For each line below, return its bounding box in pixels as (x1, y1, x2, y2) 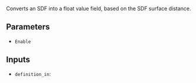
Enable (14, 38, 31, 45)
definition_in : (14, 70, 51, 77)
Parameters (6, 22, 50, 32)
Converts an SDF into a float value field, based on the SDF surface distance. (6, 5, 191, 12)
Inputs (6, 55, 31, 65)
